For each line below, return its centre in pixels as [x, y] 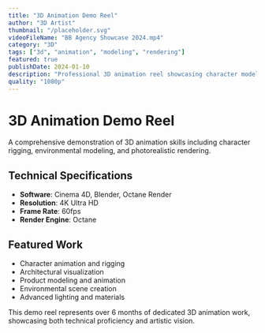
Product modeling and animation [73, 280]
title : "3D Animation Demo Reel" [63, 15]
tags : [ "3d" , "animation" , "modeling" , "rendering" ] [97, 52]
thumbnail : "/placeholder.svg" [60, 30]
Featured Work [45, 244]
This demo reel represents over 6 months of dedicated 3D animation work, [129, 312]
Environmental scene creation [68, 289]
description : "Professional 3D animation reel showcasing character [123, 74]
